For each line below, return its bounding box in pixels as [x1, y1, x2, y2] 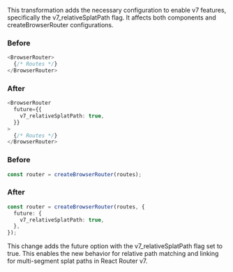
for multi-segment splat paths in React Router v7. [7, 257, 148, 265]
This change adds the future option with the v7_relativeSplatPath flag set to [7, 242, 223, 250]
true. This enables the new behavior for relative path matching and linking [7, 250, 219, 258]
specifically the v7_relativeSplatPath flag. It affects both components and [7, 13, 216, 22]
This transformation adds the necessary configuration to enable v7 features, [7, 6, 227, 14]
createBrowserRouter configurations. [7, 21, 114, 29]
